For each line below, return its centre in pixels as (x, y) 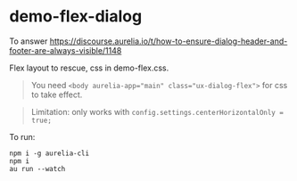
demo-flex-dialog (76, 16)
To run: (22, 136)
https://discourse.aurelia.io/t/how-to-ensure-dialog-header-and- (169, 41)
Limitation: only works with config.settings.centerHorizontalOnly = (157, 111)
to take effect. (57, 95)
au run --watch (37, 169)
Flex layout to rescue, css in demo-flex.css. (89, 68)
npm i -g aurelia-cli (49, 153)
